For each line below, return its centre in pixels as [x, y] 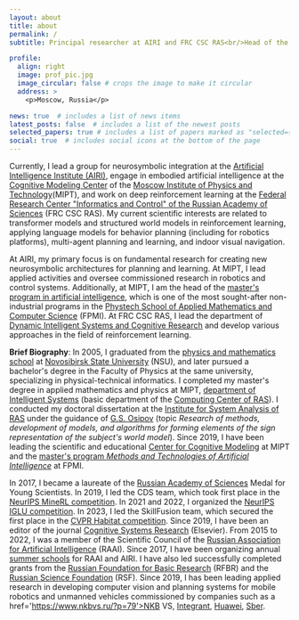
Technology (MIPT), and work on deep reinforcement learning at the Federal [148, 194]
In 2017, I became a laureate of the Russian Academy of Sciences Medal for [148, 483]
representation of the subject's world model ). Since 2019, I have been [137, 437]
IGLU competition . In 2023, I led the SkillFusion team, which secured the [141, 511]
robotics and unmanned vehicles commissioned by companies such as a [142, 596]
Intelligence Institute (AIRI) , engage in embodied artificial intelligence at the [147, 175]
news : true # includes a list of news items [95, 116]
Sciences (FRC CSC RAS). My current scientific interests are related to [138, 213]
